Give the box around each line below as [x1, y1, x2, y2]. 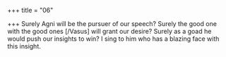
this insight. [7, 42, 41, 50]
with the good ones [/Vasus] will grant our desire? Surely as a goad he [7, 27, 212, 35]
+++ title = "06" [7, 6, 54, 14]
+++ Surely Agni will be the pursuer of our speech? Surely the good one [7, 20, 218, 27]
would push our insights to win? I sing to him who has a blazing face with [7, 34, 220, 43]
